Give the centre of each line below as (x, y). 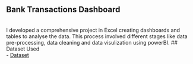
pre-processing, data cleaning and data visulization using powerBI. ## (92, 42)
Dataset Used (23, 49)
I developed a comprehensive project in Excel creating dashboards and (93, 30)
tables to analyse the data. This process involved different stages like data (97, 36)
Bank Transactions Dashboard (63, 10)
